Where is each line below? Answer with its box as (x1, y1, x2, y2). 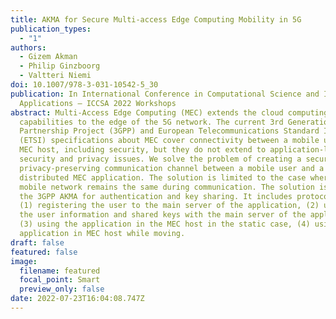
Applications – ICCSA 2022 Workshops (19, 98, 177, 108)
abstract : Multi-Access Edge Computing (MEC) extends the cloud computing (10, 107, 329, 118)
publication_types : (10, 24, 92, 34)
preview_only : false (19, 284, 105, 295)
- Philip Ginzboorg (19, 61, 101, 71)
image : (10, 256, 38, 266)
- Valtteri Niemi (19, 71, 92, 81)
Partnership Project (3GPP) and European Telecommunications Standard (19, 126, 320, 136)
